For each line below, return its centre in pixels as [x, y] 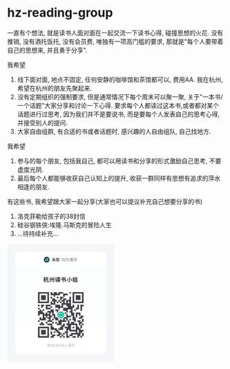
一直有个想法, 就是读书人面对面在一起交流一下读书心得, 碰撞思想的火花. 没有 [115, 33]
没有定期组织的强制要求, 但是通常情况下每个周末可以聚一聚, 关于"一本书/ [120, 97]
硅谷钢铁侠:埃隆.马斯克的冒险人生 [64, 225]
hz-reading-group [60, 13]
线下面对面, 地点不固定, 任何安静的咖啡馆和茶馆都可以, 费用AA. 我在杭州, [120, 79]
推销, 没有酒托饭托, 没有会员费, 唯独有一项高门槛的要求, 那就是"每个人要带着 [115, 41]
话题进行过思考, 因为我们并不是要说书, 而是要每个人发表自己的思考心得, [118, 114]
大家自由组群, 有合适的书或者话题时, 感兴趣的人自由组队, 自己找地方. [114, 131]
